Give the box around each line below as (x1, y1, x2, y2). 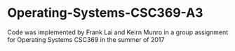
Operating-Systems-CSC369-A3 (7, 5, 203, 21)
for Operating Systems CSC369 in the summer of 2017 (7, 35, 165, 43)
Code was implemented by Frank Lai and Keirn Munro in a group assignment (7, 28, 229, 36)
